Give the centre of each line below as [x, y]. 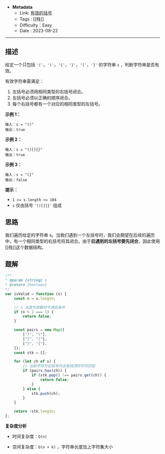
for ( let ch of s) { [35, 362]
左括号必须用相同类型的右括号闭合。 [49, 91]
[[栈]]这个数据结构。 [26, 247]
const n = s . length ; [35, 299]
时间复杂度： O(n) [30, 436]
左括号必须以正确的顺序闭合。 [42, 98]
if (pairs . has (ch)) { [45, 371]
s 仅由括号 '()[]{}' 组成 [37, 205]
